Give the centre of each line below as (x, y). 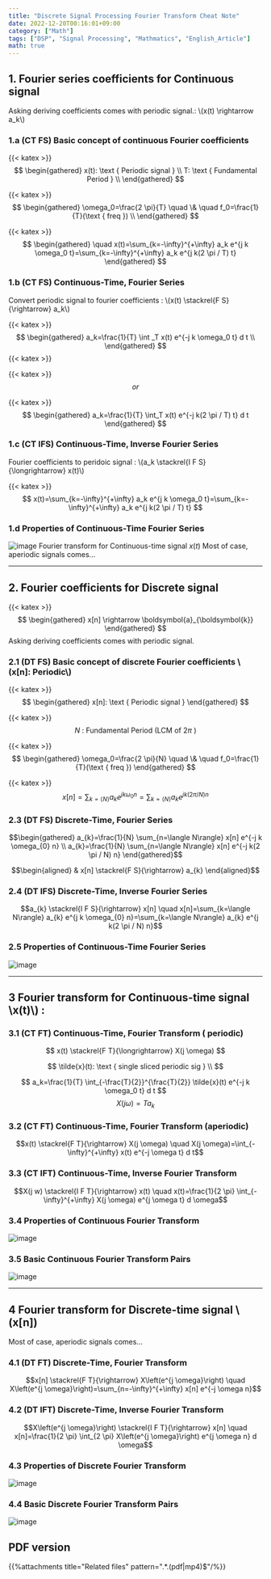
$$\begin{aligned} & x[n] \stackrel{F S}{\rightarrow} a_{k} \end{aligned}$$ (135, 870)
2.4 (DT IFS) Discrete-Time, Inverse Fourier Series (108, 891)
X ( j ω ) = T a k (135, 1104)
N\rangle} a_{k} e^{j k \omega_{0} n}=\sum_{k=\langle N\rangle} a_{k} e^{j (135, 918)
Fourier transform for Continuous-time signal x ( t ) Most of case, (144, 546)
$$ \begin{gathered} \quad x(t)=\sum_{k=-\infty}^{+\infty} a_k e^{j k (135, 244)
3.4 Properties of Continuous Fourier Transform (104, 1220)
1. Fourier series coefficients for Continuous (121, 79)
